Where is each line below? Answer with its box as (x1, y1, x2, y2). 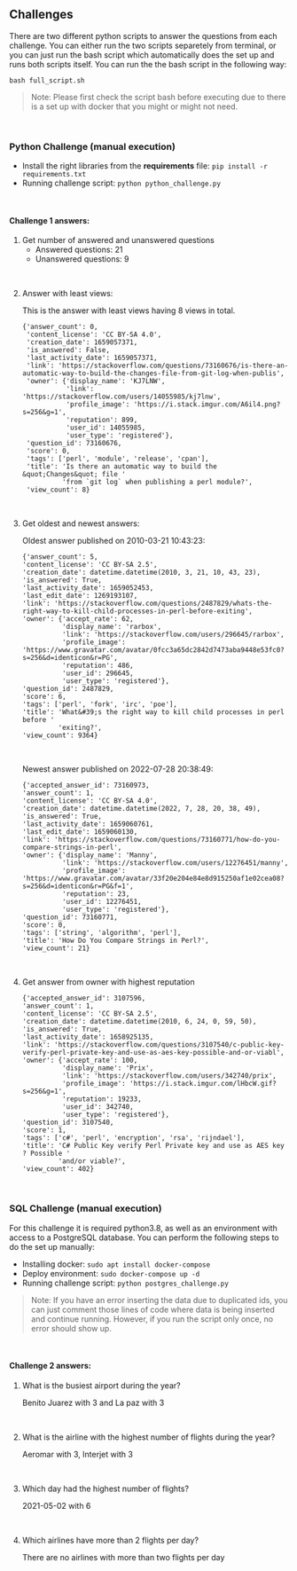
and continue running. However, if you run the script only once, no (30, 1313, 273, 1324)
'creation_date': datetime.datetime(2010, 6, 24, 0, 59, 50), (21, 1017, 257, 1026)
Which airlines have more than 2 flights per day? (21, 1535, 199, 1545)
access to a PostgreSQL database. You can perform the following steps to (9, 1232, 279, 1243)
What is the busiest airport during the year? (21, 1379, 181, 1391)
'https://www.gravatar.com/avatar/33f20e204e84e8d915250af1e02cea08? (21, 874, 285, 884)
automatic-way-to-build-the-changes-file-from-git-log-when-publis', (21, 369, 285, 378)
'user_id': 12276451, (61, 898, 142, 907)
